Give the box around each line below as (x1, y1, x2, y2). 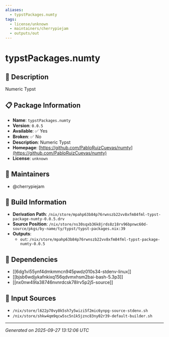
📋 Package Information (5, 101, 81, 110)
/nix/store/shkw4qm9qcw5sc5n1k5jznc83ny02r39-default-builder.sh (12, 314, 152, 319)
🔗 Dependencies (5, 255, 58, 264)
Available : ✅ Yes (12, 128, 48, 134)
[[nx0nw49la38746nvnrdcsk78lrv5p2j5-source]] (12, 279, 113, 286)
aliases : (5, 7, 24, 13)
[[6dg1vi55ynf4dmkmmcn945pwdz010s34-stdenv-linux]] (12, 268, 132, 275)
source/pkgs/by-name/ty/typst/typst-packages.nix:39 (12, 227, 126, 232)
